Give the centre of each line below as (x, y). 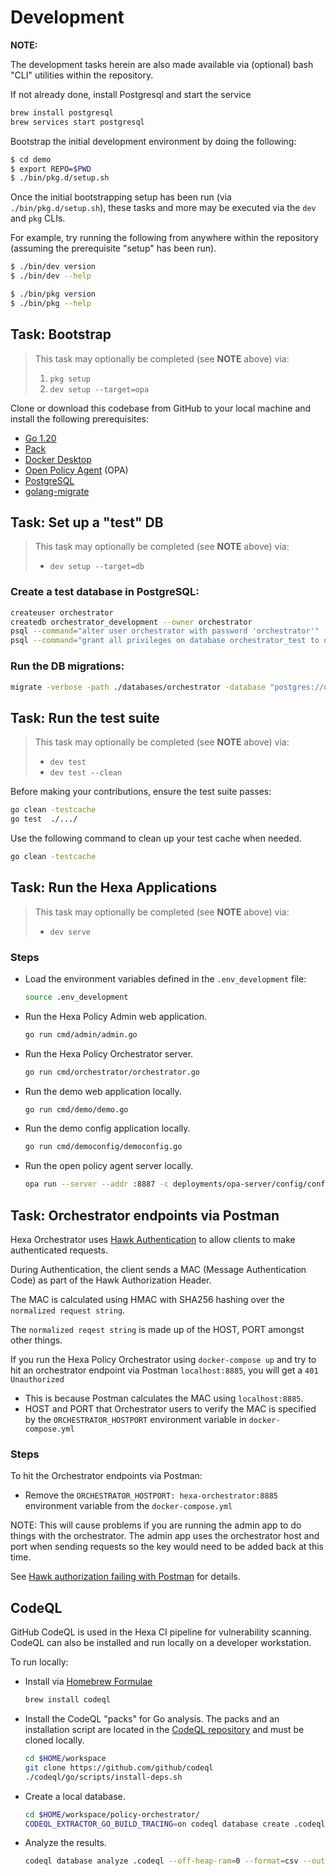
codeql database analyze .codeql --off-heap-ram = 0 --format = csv (161, 1861)
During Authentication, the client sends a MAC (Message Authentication (158, 1270)
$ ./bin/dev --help (51, 276)
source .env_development (76, 997)
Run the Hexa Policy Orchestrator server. (109, 1053)
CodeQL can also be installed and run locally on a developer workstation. (161, 1643)
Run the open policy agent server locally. (109, 1166)
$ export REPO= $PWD (51, 169)
